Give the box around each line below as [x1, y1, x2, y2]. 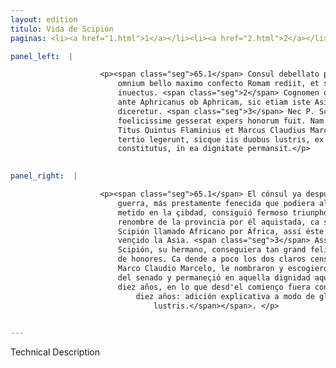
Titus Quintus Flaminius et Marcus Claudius [117, 125, 307, 135]
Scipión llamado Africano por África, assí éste [117, 226, 325, 236]
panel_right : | [10, 171, 78, 181]
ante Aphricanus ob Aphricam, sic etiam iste [117, 97, 311, 107]
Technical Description [10, 346, 101, 358]
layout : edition [10, 14, 78, 25]
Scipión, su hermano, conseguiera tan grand [117, 245, 307, 255]
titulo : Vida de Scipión [10, 24, 114, 34]
